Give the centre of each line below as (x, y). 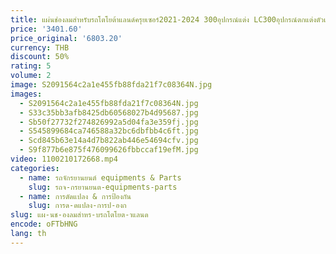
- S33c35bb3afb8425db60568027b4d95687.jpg (109, 112)
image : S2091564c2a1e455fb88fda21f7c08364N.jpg (111, 85)
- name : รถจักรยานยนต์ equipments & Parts (100, 177)
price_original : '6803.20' (66, 38)
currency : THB (40, 47)
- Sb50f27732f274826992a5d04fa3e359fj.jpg (109, 122)
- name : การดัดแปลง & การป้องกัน (75, 196)
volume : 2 (31, 76)
